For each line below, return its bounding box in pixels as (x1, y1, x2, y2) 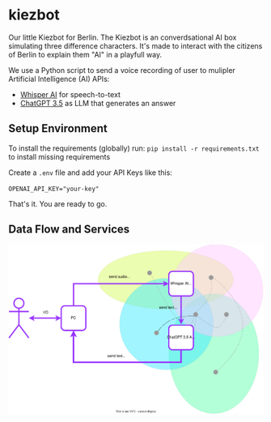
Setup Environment (8, 121, 108, 135)
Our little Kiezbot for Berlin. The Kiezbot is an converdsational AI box (8, 32, 237, 42)
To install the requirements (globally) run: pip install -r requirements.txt (8, 143, 260, 153)
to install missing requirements (8, 151, 111, 161)
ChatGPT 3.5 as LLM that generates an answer (19, 98, 176, 108)
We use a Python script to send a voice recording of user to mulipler (8, 65, 236, 75)
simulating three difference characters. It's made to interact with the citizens (8, 40, 263, 50)
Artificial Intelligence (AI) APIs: (8, 74, 110, 83)
